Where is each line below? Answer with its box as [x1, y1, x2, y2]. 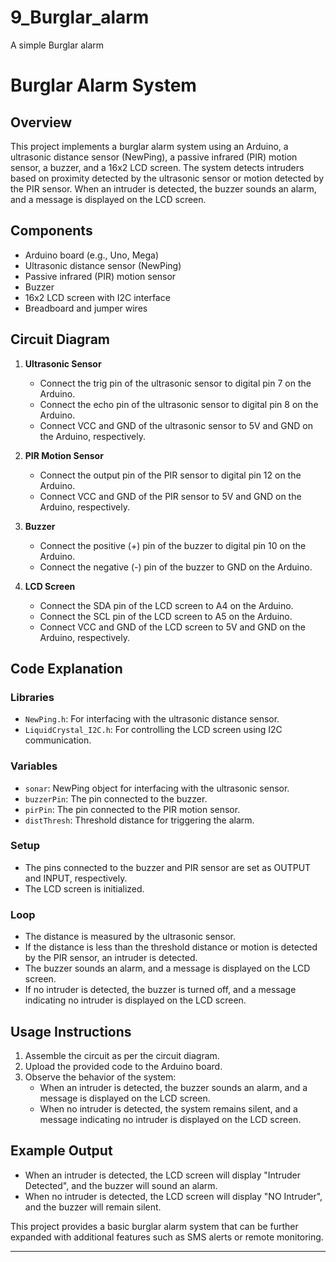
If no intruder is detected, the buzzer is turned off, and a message [24, 984, 297, 996]
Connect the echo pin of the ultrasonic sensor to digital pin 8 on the [39, 398, 319, 410]
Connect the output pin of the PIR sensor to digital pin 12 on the [39, 469, 302, 481]
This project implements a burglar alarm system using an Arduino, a [10, 140, 289, 152]
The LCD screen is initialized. [24, 882, 145, 895]
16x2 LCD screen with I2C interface [24, 291, 171, 303]
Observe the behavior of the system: [24, 1071, 177, 1083]
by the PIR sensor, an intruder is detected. [24, 952, 198, 964]
